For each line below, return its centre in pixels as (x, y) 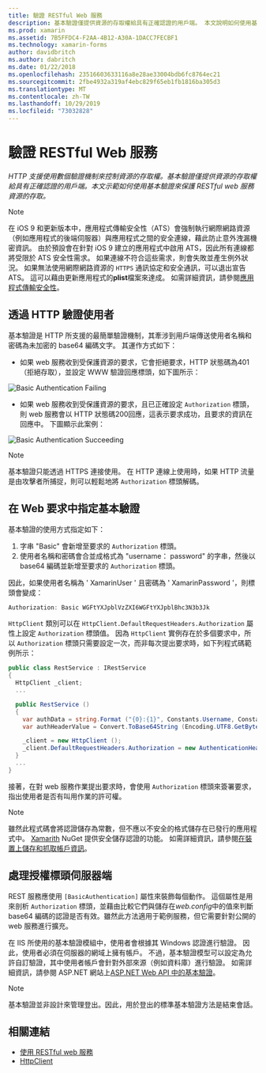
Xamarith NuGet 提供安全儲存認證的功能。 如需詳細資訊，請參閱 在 (138, 838)
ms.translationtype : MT (47, 89)
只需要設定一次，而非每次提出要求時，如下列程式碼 (161, 643)
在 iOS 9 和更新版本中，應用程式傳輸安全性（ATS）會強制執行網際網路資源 (129, 228)
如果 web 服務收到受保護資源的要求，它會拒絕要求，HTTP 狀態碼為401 (135, 362)
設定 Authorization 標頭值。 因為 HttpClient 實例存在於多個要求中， (133, 633)
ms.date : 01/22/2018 (42, 67)
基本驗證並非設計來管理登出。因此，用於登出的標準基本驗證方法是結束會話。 (133, 1004)
